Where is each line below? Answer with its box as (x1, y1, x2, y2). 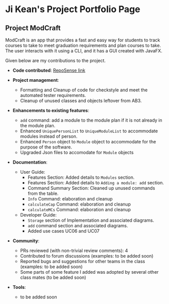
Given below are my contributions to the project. (5, 58, 106, 64)
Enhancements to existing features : (12, 108, 90, 113)
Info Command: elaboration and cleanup (27, 196, 113, 201)
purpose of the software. (20, 144, 72, 150)
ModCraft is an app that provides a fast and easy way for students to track (5, 37, 160, 43)
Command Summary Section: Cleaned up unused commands (27, 185, 155, 191)
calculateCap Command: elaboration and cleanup (27, 201, 131, 207)
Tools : (12, 284, 26, 290)
